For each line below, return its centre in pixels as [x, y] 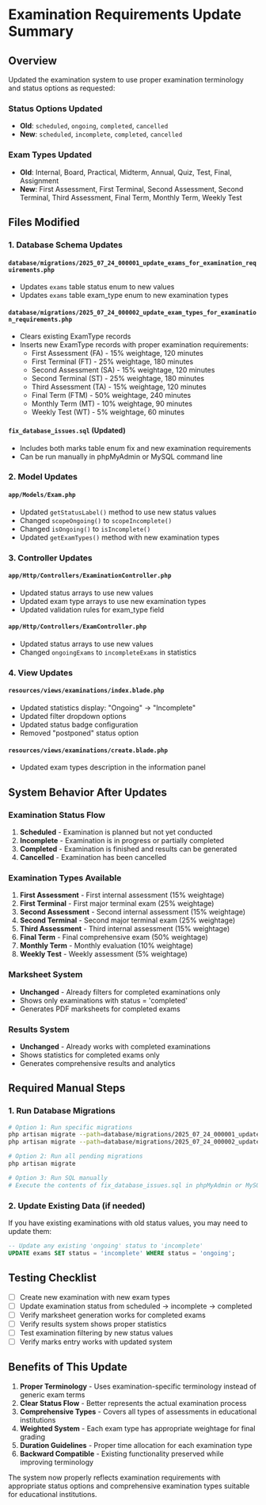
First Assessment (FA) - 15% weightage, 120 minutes [117, 353]
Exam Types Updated [50, 155]
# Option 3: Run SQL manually [58, 1178]
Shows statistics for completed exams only [89, 1055]
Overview [33, 61]
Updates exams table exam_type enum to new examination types [124, 296]
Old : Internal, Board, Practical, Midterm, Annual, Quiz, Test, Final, [125, 172]
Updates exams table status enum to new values [97, 287]
